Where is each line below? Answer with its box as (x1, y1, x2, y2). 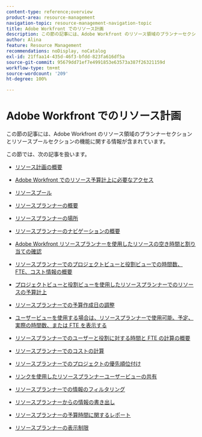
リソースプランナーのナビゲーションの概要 (14, 227, 120, 235)
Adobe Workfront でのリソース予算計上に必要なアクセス (14, 176, 154, 184)
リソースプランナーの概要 (14, 202, 79, 209)
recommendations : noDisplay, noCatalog (6, 48, 106, 54)
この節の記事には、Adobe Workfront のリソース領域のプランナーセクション (6, 130, 192, 137)
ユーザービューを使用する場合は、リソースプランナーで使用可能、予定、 (14, 314, 194, 321)
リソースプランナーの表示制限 (14, 424, 89, 432)
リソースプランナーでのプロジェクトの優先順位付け (14, 360, 141, 368)
